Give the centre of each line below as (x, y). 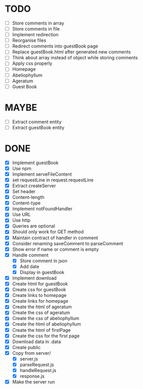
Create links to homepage (39, 295)
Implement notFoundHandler (42, 209)
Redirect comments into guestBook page (55, 46)
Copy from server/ (31, 353)
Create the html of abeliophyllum (46, 324)
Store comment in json (43, 261)
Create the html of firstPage (41, 330)
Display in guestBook (42, 272)
